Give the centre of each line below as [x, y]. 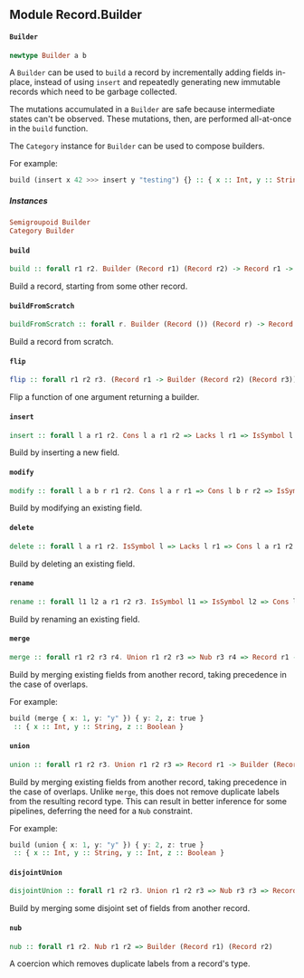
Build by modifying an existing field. [76, 508]
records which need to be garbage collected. [94, 92]
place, [21, 82]
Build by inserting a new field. [65, 452]
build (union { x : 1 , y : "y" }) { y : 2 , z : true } [107, 845]
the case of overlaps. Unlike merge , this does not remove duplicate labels [145, 792]
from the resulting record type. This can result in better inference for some [148, 801]
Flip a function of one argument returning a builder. [104, 397]
